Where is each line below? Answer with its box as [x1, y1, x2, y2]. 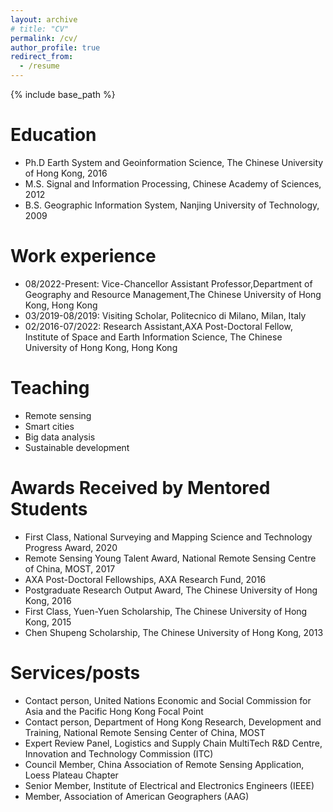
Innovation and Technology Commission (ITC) [24, 747, 214, 760]
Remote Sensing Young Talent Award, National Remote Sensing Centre [24, 552, 317, 564]
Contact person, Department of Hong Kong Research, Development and [24, 716, 322, 728]
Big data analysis [24, 431, 96, 443]
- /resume [19, 61, 60, 71]
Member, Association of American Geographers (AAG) [24, 790, 250, 802]
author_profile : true [10, 42, 101, 53]
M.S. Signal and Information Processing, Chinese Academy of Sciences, [24, 177, 322, 190]
